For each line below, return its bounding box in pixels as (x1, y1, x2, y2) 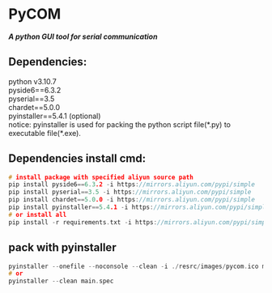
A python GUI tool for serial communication (8, 32, 158, 41)
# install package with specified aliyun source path (8, 173, 194, 181)
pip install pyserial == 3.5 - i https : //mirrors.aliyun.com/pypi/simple (8, 188, 252, 197)
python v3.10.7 (8, 76, 57, 86)
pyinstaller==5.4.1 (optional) (8, 111, 101, 121)
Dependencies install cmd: (8, 151, 147, 166)
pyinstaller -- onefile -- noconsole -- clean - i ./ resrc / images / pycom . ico (8, 262, 259, 270)
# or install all (8, 210, 67, 219)
